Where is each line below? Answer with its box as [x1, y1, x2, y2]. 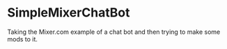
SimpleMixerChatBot [7, 5, 130, 21]
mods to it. [7, 35, 38, 43]
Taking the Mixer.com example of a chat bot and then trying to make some [7, 28, 221, 36]
